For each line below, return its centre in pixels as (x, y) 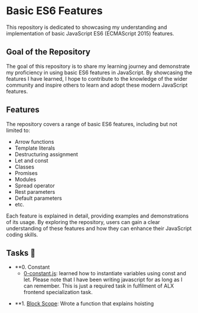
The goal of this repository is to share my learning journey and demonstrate (98, 66)
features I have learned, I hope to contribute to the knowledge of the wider (97, 78)
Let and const (31, 160)
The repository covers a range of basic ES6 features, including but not (92, 124)
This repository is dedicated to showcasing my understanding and (87, 27)
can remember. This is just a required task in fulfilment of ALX (99, 286)
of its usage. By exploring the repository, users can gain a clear (83, 222)
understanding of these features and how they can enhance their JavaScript (99, 228)
